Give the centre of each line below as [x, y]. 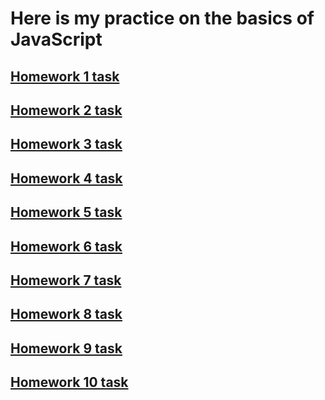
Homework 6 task [66, 246]
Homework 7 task [66, 280]
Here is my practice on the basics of [162, 18]
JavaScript [56, 39]
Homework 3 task [66, 144]
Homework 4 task [66, 178]
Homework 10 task [69, 382]
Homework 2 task [66, 110]
